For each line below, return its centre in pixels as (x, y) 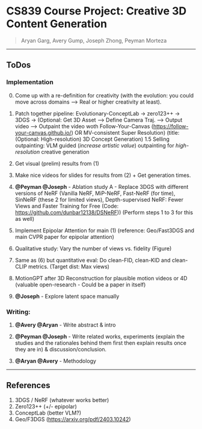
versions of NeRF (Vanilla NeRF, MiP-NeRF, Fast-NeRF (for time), (95, 193)
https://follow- (171, 126)
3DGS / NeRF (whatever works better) (62, 400)
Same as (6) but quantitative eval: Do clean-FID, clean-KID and (93, 260)
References (28, 385)
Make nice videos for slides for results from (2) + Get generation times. (103, 175)
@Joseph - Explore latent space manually (67, 296)
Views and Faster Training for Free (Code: (67, 206)
